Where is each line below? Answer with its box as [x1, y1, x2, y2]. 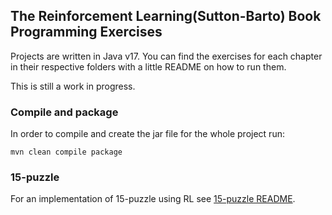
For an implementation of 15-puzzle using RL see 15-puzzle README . [10, 193, 296, 205]
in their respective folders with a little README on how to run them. [10, 60, 287, 73]
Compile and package [10, 105, 119, 119]
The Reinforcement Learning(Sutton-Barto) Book [10, 8, 322, 25]
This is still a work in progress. [10, 80, 136, 92]
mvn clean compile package [10, 147, 123, 158]
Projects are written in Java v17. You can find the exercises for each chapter [10, 50, 323, 62]
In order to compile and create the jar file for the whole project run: [10, 128, 285, 140]
